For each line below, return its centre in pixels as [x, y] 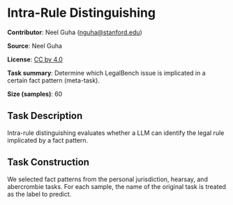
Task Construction [48, 162]
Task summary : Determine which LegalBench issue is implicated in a [106, 73]
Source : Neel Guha [35, 45]
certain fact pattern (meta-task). [53, 80]
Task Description [45, 116]
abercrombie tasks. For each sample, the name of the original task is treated [117, 186]
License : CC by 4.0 [35, 59]
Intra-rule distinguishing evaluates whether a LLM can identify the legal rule [116, 133]
